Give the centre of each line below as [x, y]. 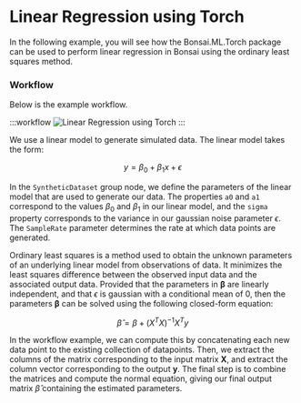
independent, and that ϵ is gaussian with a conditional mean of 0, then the [148, 294]
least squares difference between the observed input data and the [133, 274]
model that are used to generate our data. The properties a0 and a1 [135, 196]
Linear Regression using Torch [127, 17]
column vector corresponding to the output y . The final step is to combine [148, 369]
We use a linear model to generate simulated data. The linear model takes [147, 140]
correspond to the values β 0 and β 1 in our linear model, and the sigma [139, 207]
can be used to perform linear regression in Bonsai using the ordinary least [150, 51]
